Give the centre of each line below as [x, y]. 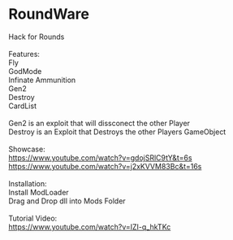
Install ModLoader [39, 192]
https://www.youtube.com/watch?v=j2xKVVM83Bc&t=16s [105, 166]
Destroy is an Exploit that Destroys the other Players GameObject [117, 132]
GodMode [25, 71]
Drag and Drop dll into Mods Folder [67, 201]
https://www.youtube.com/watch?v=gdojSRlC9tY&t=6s [100, 157]
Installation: [28, 183]
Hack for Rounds [37, 37]
